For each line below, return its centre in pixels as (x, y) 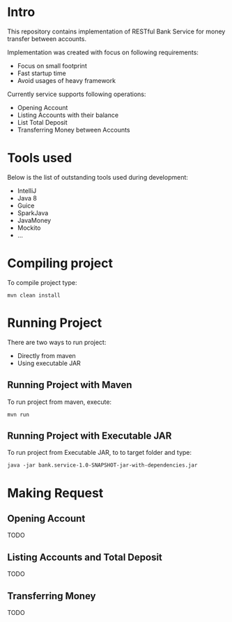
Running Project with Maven (70, 385)
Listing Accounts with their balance (68, 115)
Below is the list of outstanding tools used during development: (98, 177)
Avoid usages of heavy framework (67, 80)
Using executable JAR (49, 363)
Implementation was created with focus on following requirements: (103, 52)
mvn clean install (34, 295)
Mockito (29, 228)
